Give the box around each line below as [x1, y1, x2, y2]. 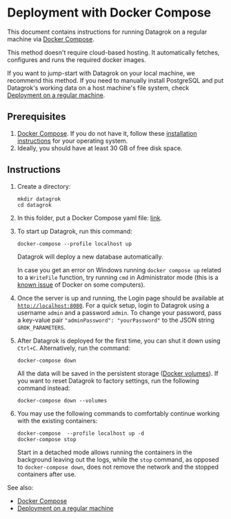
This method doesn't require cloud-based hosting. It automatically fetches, [7, 48, 220, 57]
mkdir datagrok [17, 195, 61, 203]
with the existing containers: [17, 416, 98, 425]
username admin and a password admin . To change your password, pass [17, 308, 222, 316]
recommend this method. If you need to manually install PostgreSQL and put [7, 76, 224, 84]
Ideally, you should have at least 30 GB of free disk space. [17, 143, 183, 152]
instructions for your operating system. [17, 136, 128, 145]
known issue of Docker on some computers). [17, 281, 145, 289]
